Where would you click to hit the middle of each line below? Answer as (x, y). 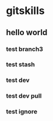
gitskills (25, 11)
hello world (27, 32)
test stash (20, 64)
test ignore (22, 112)
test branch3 (25, 49)
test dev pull (24, 96)
